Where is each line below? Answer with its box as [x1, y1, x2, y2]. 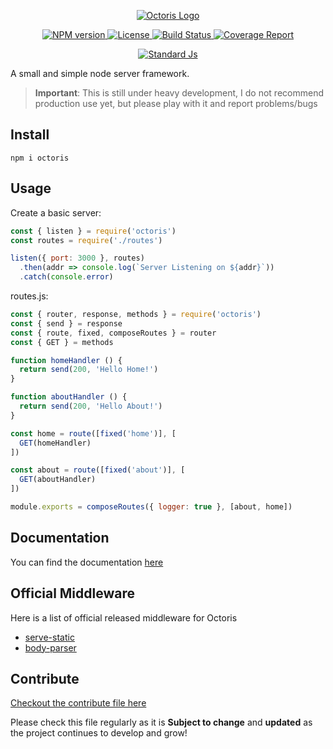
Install [10, 126, 50, 144]
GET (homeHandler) [19, 438, 92, 448]
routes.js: [10, 290, 49, 302]
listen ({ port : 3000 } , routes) [10, 253, 145, 264]
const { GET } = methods [10, 337, 114, 347]
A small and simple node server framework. [10, 68, 190, 79]
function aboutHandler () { [10, 392, 128, 402]
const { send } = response [10, 318, 123, 329]
